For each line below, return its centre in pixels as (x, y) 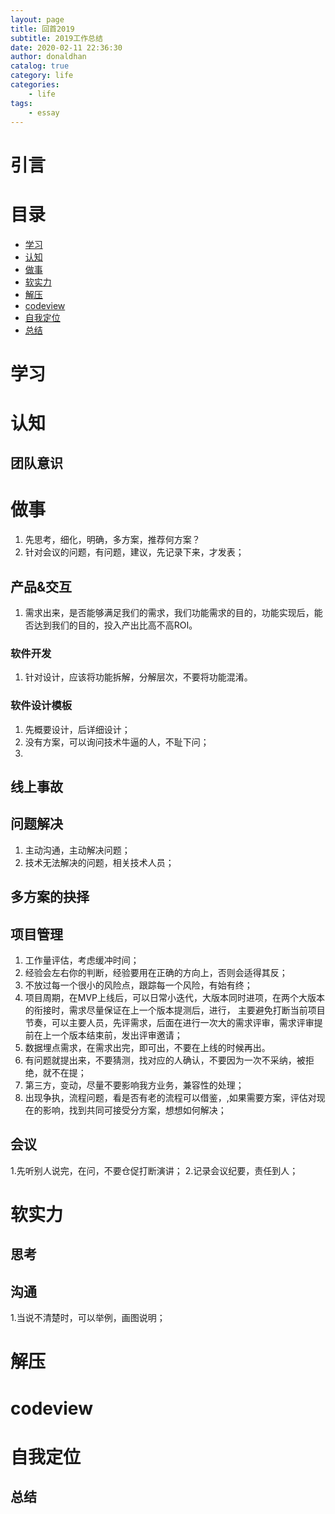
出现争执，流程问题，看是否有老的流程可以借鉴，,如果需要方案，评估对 (170, 1098)
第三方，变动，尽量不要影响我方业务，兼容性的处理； (134, 1085)
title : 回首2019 (42, 29)
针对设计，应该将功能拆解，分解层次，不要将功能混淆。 (138, 677)
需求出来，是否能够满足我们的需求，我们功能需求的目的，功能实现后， (169, 613)
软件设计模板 (41, 706)
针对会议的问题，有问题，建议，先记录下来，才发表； (134, 552)
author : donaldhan (48, 57)
